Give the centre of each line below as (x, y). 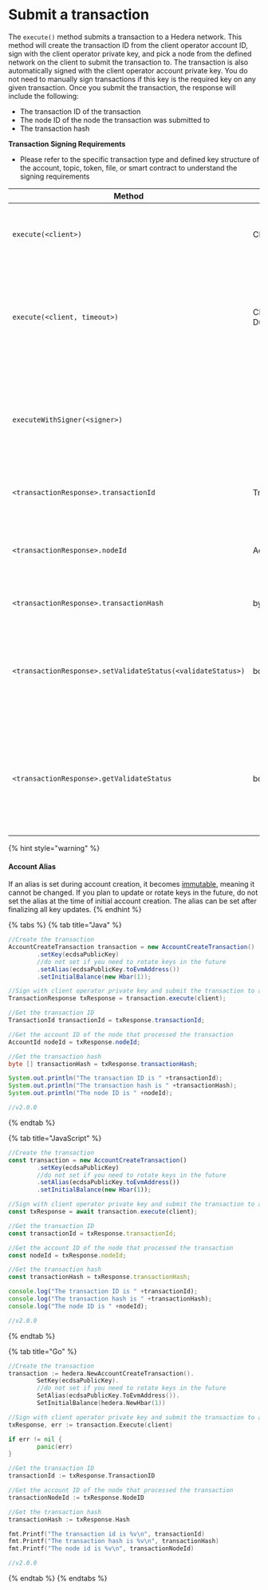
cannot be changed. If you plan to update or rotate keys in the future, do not (133, 893)
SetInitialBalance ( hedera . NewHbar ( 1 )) (101, 1403)
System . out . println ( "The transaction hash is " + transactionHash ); (123, 1086)
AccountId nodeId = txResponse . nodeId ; (75, 1042)
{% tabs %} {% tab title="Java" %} (65, 925)
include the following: (43, 96)
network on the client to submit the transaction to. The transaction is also (128, 62)
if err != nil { (35, 1439)
